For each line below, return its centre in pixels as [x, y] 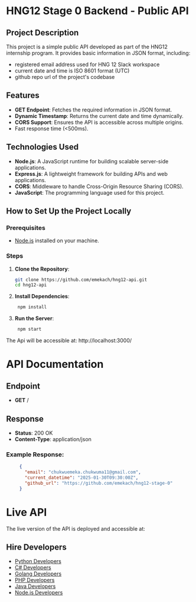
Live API [27, 512]
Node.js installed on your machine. [57, 241]
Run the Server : [34, 318]
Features [23, 96]
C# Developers [33, 568]
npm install [32, 307]
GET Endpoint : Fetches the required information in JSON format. [93, 110]
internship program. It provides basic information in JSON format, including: [98, 53]
